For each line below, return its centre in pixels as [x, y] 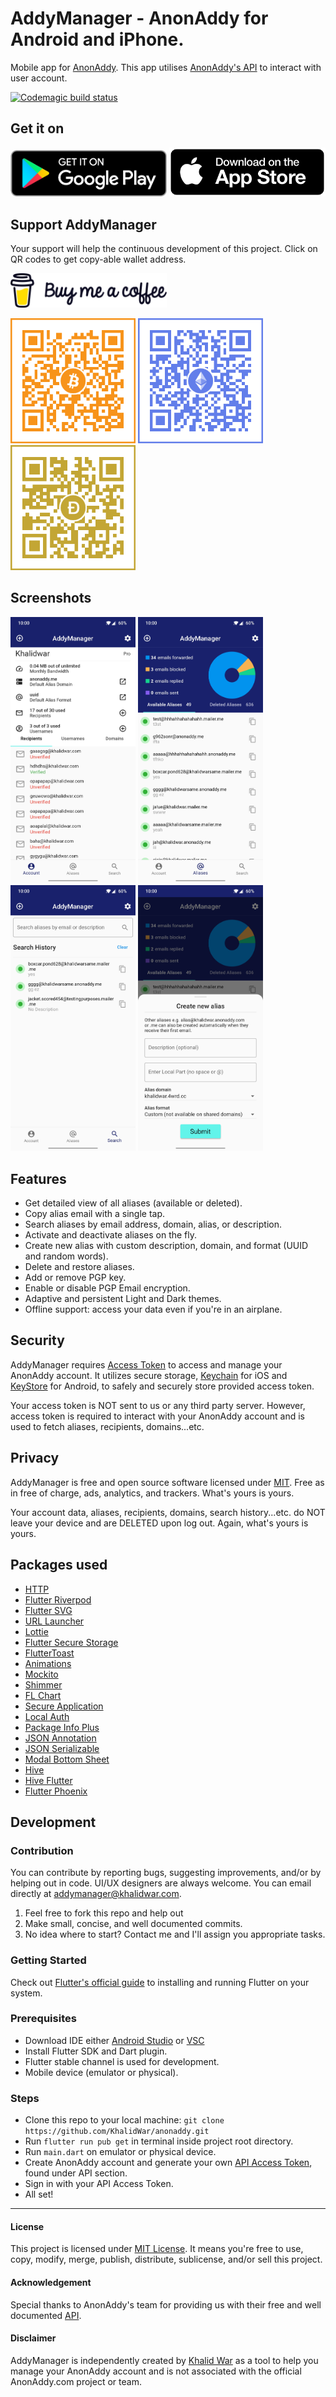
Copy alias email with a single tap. [95, 1214]
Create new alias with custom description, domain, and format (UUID [166, 1246]
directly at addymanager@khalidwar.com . [96, 1894]
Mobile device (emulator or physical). [101, 2072]
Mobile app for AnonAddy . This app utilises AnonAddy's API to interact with [166, 67]
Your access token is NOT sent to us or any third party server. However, [158, 1405]
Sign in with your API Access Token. [99, 2184]
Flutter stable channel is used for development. [122, 2061]
